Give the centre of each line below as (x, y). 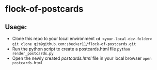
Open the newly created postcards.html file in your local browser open (82, 58)
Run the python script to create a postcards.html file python (71, 49)
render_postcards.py (33, 53)
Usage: (16, 27)
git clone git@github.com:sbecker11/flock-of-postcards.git (74, 44)
